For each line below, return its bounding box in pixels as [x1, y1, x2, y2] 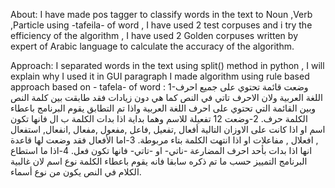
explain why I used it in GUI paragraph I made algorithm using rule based [10, 70, 310, 82]
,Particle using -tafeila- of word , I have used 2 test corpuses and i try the [10, 19, 313, 31]
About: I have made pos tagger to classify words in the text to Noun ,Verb [10, 9, 313, 20]
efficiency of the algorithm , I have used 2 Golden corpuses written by [10, 30, 298, 41]
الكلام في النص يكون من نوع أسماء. [10, 166, 142, 178]
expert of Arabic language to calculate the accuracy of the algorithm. [10, 40, 295, 52]
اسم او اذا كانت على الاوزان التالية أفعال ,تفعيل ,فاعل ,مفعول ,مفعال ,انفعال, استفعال [10, 124, 326, 135]
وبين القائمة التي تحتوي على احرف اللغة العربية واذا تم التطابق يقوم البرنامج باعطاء [10, 102, 317, 114]
